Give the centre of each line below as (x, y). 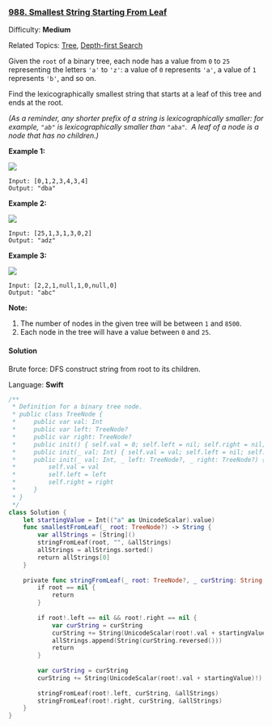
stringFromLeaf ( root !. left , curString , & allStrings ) (128, 693)
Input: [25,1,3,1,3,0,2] (50, 233)
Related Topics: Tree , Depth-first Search (76, 45)
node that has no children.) (54, 135)
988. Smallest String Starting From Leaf (88, 12)
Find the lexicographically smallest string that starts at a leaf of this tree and (135, 94)
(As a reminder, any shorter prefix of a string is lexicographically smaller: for (136, 118)
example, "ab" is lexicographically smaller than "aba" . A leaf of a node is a (134, 127)
